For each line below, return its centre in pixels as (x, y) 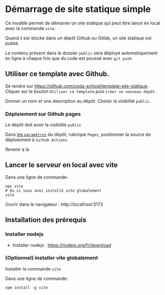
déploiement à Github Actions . (37, 140)
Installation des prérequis (46, 220)
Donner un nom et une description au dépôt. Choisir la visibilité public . (78, 101)
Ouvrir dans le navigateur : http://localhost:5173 (54, 204)
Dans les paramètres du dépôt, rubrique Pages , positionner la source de (78, 135)
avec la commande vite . (30, 28)
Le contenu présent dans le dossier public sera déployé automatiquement (81, 53)
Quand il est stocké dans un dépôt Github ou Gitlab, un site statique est (78, 38)
